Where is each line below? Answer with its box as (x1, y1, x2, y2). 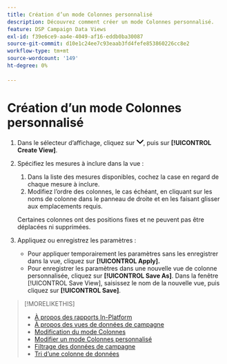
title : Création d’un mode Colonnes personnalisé (7, 11, 153, 18)
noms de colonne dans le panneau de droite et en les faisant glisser (27, 194, 220, 203)
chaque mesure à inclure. (27, 180, 100, 188)
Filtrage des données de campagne (34, 342, 136, 350)
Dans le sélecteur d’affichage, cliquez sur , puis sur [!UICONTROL (17, 138, 212, 146)
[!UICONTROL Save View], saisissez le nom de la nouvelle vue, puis (27, 278, 220, 287)
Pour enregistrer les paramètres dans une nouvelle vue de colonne (27, 264, 217, 272)
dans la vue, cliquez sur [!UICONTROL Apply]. (27, 256, 161, 265)
